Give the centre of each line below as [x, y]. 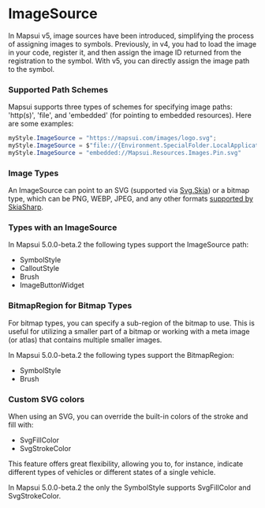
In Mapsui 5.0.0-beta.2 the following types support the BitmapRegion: [121, 355]
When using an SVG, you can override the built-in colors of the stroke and [128, 416]
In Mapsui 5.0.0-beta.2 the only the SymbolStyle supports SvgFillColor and [129, 487]
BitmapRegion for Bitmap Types [70, 306]
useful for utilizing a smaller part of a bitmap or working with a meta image [129, 331]
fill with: [21, 425]
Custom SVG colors [47, 399]
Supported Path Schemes [58, 89]
